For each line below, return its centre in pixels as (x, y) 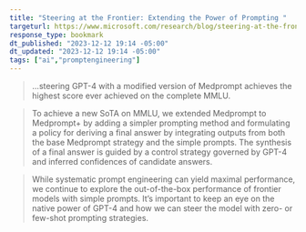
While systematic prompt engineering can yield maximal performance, (163, 179)
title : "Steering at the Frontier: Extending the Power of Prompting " (148, 18)
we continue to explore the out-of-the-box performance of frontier (157, 189)
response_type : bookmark (56, 35)
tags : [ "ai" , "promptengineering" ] (75, 60)
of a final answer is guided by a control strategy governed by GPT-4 (159, 152)
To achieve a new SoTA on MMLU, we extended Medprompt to (149, 113)
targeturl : (30, 26)
